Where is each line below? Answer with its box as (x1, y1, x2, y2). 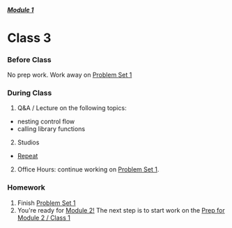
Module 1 (7, 6, 34, 14)
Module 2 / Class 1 (17, 213, 71, 222)
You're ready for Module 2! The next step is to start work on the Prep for (17, 206, 225, 214)
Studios (17, 138, 40, 146)
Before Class (7, 54, 52, 64)
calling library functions (17, 125, 86, 133)
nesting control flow (17, 117, 75, 126)
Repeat (17, 152, 38, 160)
